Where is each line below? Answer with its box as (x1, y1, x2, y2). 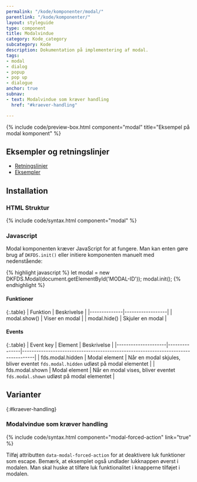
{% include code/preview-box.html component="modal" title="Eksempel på (6, 123, 190, 131)
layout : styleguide (6, 19, 54, 25)
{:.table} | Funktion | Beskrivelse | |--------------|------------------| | (6, 308, 172, 315)
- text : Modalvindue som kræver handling (6, 96, 109, 102)
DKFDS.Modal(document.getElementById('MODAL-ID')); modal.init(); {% (6, 275, 181, 282)
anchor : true (6, 86, 38, 92)
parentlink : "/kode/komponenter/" (6, 14, 91, 20)
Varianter (6, 390, 41, 400)
